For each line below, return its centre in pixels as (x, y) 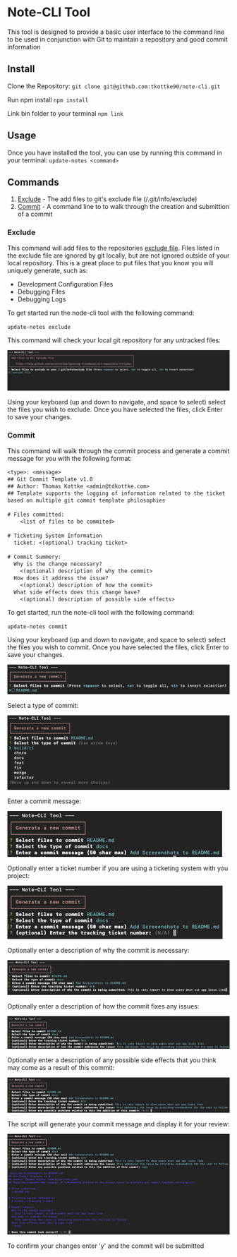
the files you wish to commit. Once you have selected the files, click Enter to (118, 647)
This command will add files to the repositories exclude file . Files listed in (114, 248)
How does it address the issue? (61, 578)
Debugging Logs (42, 299)
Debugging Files (41, 291)
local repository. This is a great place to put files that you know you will (110, 263)
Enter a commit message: (44, 801)
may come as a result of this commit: (61, 1067)
